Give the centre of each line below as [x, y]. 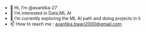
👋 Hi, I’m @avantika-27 [34, 8]
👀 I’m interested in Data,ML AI [41, 13]
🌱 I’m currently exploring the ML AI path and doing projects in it [75, 18]
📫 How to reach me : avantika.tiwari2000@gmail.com [66, 24]
